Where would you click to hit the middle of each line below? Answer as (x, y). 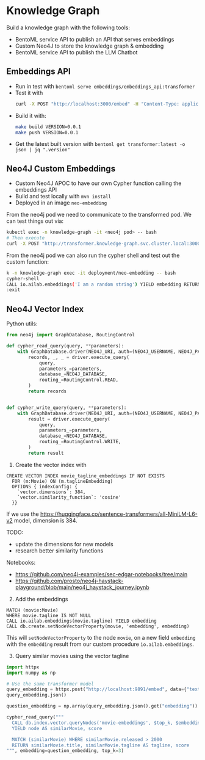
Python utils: (22, 324)
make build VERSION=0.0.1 (48, 127)
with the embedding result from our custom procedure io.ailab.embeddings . (100, 644)
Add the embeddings (41, 599)
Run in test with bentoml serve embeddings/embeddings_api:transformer (105, 86)
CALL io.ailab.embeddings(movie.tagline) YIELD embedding (81, 621)
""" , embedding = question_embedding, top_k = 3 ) (65, 751)
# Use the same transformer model (50, 684)
